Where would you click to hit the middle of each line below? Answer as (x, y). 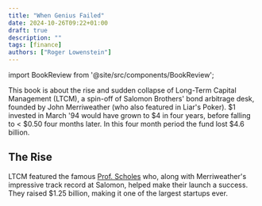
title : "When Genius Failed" (56, 15)
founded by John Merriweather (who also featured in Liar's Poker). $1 (122, 107)
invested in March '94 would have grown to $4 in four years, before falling (130, 115)
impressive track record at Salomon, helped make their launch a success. (128, 185)
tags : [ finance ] (35, 45)
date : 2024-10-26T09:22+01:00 (58, 23)
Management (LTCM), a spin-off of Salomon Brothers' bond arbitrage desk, (131, 99)
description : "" (35, 38)
